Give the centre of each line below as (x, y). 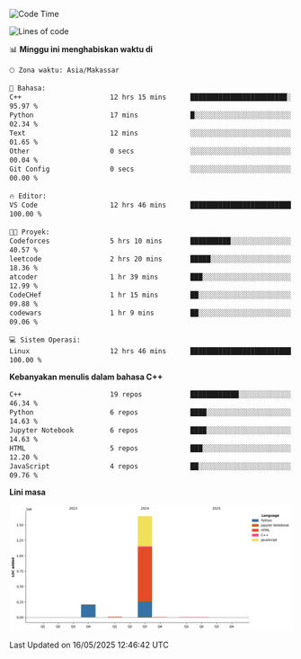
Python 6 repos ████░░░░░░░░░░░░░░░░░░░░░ (150, 413)
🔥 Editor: (28, 196)
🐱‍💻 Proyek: (30, 232)
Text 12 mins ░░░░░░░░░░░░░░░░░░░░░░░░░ (150, 133)
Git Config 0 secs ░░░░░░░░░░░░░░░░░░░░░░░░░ (150, 169)
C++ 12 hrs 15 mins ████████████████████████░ (150, 97)
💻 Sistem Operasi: (45, 340)
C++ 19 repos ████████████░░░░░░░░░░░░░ (150, 395)
